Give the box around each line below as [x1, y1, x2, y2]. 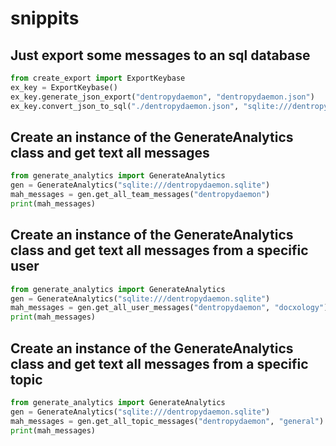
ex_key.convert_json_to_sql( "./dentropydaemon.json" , [10, 101, 240, 111]
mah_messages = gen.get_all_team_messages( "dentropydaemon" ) [10, 190, 271, 200]
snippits [10, 7, 80, 30]
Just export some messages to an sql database [10, 47, 311, 64]
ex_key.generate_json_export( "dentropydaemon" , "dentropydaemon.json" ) [10, 92, 315, 102]
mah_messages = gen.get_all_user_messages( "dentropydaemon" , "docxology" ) [10, 303, 329, 313]
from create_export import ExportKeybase [10, 73, 186, 83]
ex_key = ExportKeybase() [10, 82, 118, 92]
